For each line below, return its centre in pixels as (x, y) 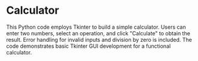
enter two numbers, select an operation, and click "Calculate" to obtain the (98, 33)
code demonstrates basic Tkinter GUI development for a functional (89, 46)
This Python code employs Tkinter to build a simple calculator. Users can (96, 27)
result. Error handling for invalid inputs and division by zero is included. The (99, 39)
